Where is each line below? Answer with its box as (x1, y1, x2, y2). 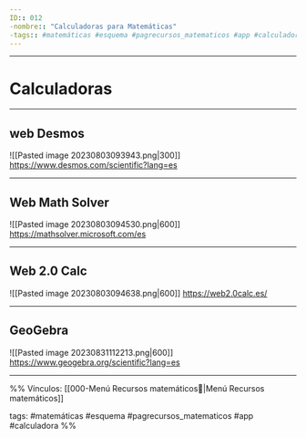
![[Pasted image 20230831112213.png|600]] (9, 347, 174, 358)
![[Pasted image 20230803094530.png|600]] (9, 218, 180, 229)
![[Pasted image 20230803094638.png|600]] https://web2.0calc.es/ (9, 287, 268, 298)
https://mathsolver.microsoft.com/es (9, 228, 147, 239)
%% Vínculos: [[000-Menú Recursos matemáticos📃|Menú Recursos (9, 382, 265, 393)
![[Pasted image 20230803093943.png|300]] (9, 150, 181, 161)
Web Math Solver (9, 194, 109, 210)
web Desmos (9, 125, 85, 141)
